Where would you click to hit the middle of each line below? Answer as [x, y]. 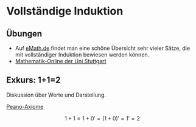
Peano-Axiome [25, 106]
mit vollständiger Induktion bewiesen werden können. [82, 55]
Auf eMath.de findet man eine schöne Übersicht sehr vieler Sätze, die [103, 48]
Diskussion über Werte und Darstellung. [56, 95]
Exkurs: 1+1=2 [33, 80]
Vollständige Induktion [65, 11]
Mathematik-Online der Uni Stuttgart [61, 61]
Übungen [24, 34]
